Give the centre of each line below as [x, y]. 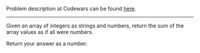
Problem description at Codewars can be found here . [71, 9]
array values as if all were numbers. [50, 32]
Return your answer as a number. [47, 43]
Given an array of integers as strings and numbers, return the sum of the [95, 26]
